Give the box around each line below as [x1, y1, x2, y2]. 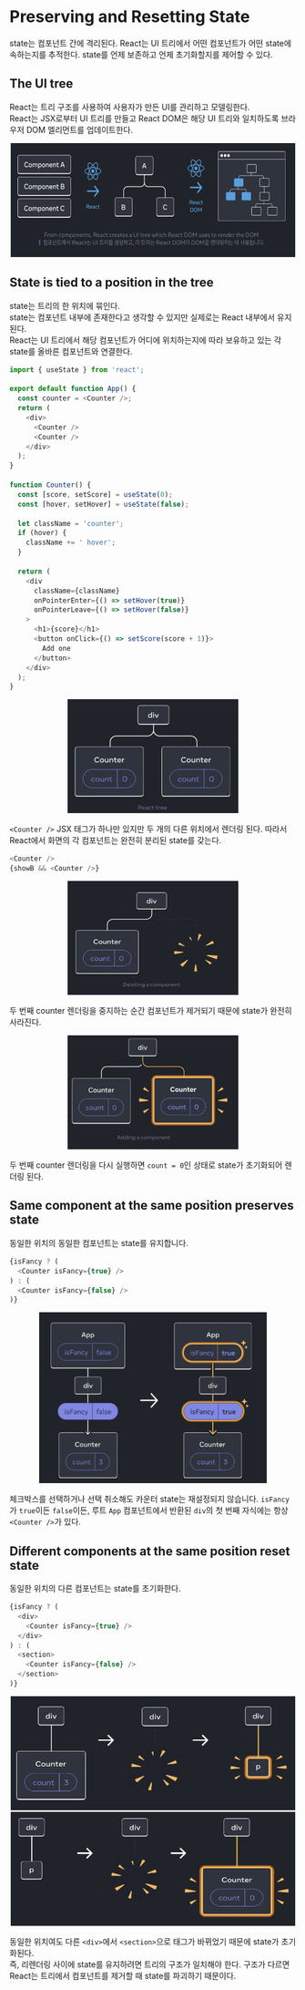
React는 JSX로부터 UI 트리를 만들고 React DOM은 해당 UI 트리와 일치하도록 [9, 112, 280, 124]
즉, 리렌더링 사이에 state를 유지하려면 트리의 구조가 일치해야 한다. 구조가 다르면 [9, 1958, 290, 1970]
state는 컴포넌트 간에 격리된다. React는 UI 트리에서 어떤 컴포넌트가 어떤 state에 [9, 37, 292, 48]
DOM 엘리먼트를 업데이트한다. [25, 124, 134, 135]
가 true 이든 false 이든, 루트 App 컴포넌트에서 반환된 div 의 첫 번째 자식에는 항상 [9, 1505, 289, 1516]
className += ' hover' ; [25, 538, 117, 548]
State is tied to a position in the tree [9, 275, 214, 291]
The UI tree [9, 76, 74, 92]
